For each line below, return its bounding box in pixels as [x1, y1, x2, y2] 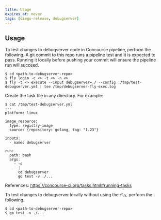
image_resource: [5, 119, 38, 124]
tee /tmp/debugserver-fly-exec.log [44, 84, 116, 89]
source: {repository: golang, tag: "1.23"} [9, 128, 98, 132]
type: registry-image [9, 123, 53, 128]
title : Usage [5, 7, 32, 12]
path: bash [9, 153, 32, 158]
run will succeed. [5, 62, 39, 68]
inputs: [5, 136, 21, 141]
